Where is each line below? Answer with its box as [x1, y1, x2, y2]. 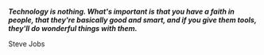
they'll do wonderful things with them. [8, 24, 138, 33]
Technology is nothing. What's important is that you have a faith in [8, 7, 235, 16]
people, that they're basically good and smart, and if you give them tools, [8, 15, 257, 25]
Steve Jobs [8, 39, 45, 49]
